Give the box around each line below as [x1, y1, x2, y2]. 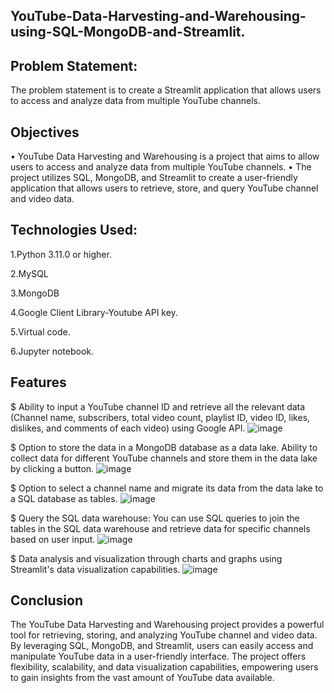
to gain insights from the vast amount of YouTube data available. [10, 672, 275, 684]
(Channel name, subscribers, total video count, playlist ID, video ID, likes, [10, 411, 311, 423]
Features [10, 374, 67, 391]
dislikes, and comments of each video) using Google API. [10, 422, 246, 434]
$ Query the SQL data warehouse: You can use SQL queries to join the [10, 512, 300, 524]
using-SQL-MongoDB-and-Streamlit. [10, 24, 246, 41]
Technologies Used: [10, 222, 138, 239]
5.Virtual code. [10, 325, 71, 338]
